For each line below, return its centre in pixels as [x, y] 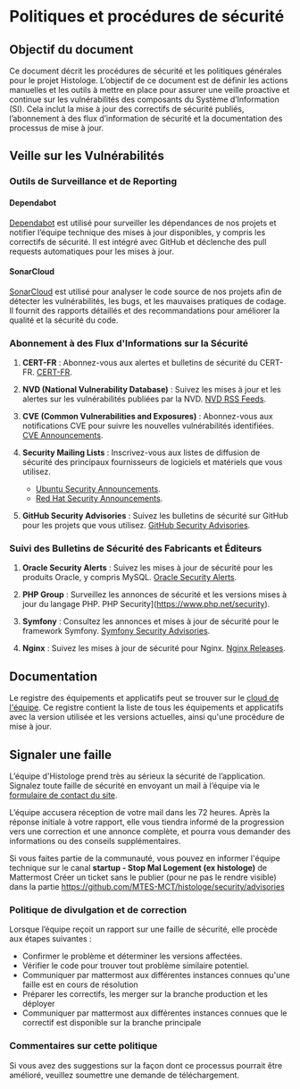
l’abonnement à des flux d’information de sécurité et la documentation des [146, 118]
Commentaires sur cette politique [83, 1046]
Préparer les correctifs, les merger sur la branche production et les [145, 994]
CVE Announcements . [62, 435]
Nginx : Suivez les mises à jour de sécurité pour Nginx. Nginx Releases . [154, 648]
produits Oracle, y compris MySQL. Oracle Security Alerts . [129, 578]
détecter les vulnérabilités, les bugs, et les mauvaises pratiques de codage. [148, 300]
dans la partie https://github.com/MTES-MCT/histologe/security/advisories [147, 886]
